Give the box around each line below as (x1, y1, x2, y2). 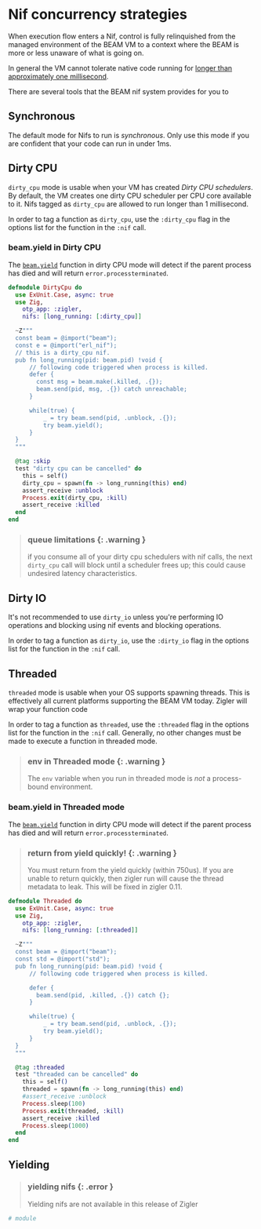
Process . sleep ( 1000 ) (22, 1121, 89, 1129)
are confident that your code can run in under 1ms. (8, 139, 172, 148)
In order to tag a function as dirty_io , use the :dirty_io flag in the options (8, 636, 249, 645)
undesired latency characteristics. (27, 569, 137, 578)
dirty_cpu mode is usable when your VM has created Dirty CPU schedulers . (8, 182, 253, 191)
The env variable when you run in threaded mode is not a (27, 774, 212, 783)
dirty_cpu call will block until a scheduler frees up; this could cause (27, 560, 246, 570)
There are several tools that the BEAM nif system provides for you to (8, 86, 229, 96)
